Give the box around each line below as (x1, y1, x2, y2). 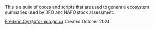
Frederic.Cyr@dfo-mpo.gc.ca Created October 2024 (5, 19, 110, 24)
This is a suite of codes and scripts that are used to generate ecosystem (5, 4, 149, 10)
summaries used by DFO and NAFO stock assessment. (5, 9, 115, 15)
